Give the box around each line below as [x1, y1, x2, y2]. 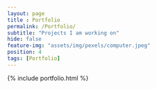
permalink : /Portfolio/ [7, 23, 76, 30]
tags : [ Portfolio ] [7, 55, 60, 62]
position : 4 [7, 49, 42, 56]
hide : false [7, 36, 42, 43]
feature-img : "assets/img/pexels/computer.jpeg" [7, 42, 151, 49]
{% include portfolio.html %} [7, 74, 89, 82]
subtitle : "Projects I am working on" [7, 29, 119, 37]
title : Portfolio [7, 17, 60, 23]
